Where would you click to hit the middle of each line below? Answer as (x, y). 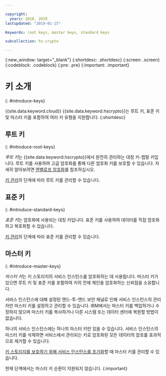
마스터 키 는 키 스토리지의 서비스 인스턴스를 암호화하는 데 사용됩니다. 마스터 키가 (82, 276)
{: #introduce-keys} (25, 101)
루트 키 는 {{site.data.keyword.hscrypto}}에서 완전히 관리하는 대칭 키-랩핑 (77, 157)
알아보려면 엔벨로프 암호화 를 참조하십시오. (55, 169)
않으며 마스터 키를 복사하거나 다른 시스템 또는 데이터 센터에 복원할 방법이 (88, 312)
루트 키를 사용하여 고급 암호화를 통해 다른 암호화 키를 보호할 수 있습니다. (85, 163)
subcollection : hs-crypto (32, 41)
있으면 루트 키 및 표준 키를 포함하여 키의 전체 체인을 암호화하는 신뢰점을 (74, 282)
